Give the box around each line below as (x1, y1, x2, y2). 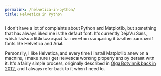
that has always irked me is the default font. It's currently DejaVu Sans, (5, 30, 147, 36)
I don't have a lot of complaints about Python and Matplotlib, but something (5, 25, 157, 31)
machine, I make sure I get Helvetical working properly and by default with (5, 55, 155, 61)
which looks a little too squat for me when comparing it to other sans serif (5, 35, 153, 41)
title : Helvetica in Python (5, 12, 62, 17)
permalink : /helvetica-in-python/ (5, 7, 76, 12)
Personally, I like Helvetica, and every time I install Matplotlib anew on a (5, 50, 149, 56)
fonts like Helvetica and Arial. (5, 40, 64, 46)
